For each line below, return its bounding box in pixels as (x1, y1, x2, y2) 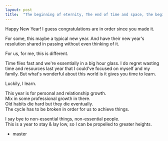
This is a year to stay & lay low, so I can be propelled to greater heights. (5, 121, 152, 127)
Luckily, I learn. (5, 80, 36, 86)
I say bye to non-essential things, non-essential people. (5, 115, 119, 121)
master (12, 130, 27, 136)
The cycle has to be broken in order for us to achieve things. (5, 106, 129, 112)
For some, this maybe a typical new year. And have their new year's (5, 35, 144, 41)
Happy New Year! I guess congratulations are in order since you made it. (5, 25, 154, 31)
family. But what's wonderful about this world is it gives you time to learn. (5, 70, 156, 76)
